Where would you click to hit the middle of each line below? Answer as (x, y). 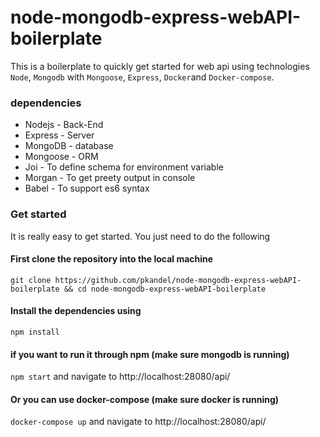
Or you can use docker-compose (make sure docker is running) (145, 399)
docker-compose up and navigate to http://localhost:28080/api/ (138, 422)
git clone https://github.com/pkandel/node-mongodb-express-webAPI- (156, 280)
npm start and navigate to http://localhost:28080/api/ (120, 377)
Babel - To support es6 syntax (87, 188)
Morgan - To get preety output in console (110, 178)
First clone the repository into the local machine (112, 259)
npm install (35, 332)
